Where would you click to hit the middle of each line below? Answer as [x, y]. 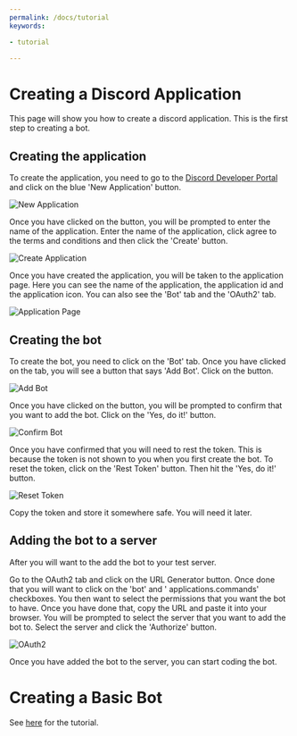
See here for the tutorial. [54, 722]
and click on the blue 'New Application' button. [95, 188]
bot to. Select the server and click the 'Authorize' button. [113, 627]
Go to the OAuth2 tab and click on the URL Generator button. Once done [142, 579]
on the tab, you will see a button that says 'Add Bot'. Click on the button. [141, 371]
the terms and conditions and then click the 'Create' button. [119, 241]
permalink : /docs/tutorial [59, 17]
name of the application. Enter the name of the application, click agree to [143, 231]
